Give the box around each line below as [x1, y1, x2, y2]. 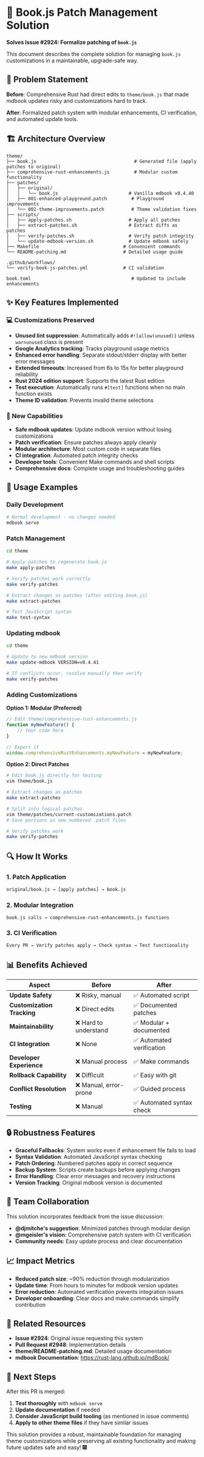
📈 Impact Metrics [6, 1256, 75, 1267]
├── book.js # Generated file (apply [6, 158, 197, 164]
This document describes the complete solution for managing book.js [6, 50, 181, 57]
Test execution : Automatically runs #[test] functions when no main [15, 383, 185, 391]
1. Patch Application [6, 873, 66, 881]
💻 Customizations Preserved [6, 316, 95, 324]
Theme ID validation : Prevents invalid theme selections [15, 397, 154, 404]
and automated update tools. [6, 115, 78, 122]
